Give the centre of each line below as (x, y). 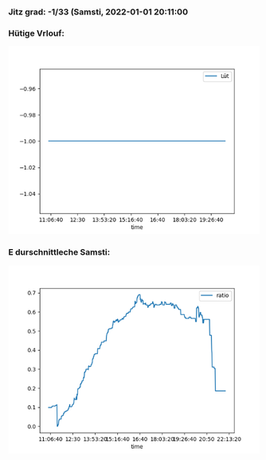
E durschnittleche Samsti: (59, 252)
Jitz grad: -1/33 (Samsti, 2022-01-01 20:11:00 (98, 12)
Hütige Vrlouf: (37, 33)
